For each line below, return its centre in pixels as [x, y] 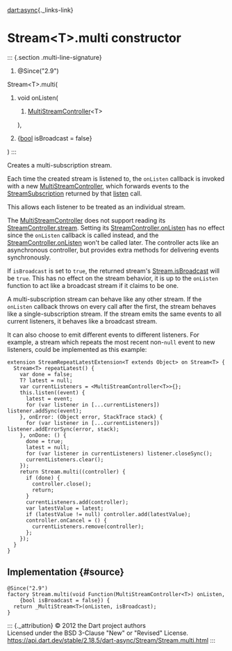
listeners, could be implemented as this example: [77, 349]
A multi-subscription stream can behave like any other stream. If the [105, 299]
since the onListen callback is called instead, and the [83, 235]
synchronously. [29, 257]
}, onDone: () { [43, 435]
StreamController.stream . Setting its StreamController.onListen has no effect [116, 227]
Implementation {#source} [66, 572]
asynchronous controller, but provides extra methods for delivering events [113, 250]
